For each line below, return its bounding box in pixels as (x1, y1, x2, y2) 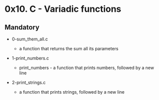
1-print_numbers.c (11, 55, 49, 61)
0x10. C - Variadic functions (4, 3, 121, 15)
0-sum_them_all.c (11, 36, 48, 42)
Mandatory (4, 23, 40, 32)
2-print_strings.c (11, 80, 46, 85)
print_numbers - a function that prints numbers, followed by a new (19, 65, 154, 70)
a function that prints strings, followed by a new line (19, 89, 124, 95)
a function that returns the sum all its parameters (19, 46, 119, 51)
